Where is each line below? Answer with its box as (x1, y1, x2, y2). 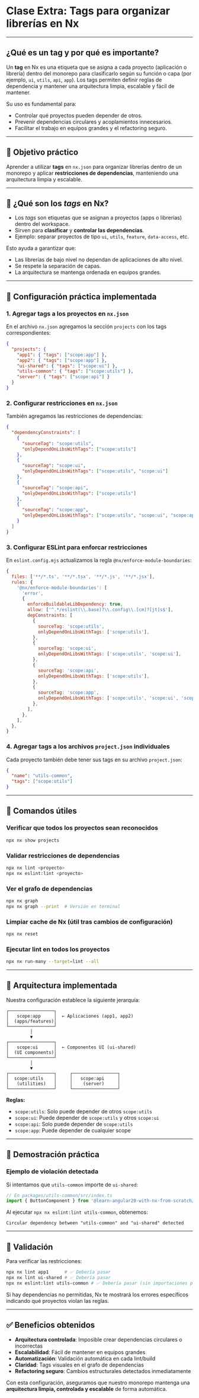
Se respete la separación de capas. (14, 263, 101, 270)
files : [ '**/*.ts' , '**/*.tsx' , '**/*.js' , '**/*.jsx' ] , (11, 574, 155, 580)
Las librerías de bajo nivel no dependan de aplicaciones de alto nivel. (14, 256, 184, 263)
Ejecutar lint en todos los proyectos (6, 945, 110, 953)
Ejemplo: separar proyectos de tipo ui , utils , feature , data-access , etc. (14, 233, 190, 240)
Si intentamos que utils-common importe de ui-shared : (6, 1181, 138, 1188)
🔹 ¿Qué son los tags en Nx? (6, 198, 109, 209)
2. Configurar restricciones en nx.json (6, 399, 118, 407)
